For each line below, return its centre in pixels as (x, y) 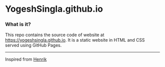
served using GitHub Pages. (33, 45)
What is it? (18, 24)
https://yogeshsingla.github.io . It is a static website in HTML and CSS (75, 40)
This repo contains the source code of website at (55, 35)
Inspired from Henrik (26, 59)
